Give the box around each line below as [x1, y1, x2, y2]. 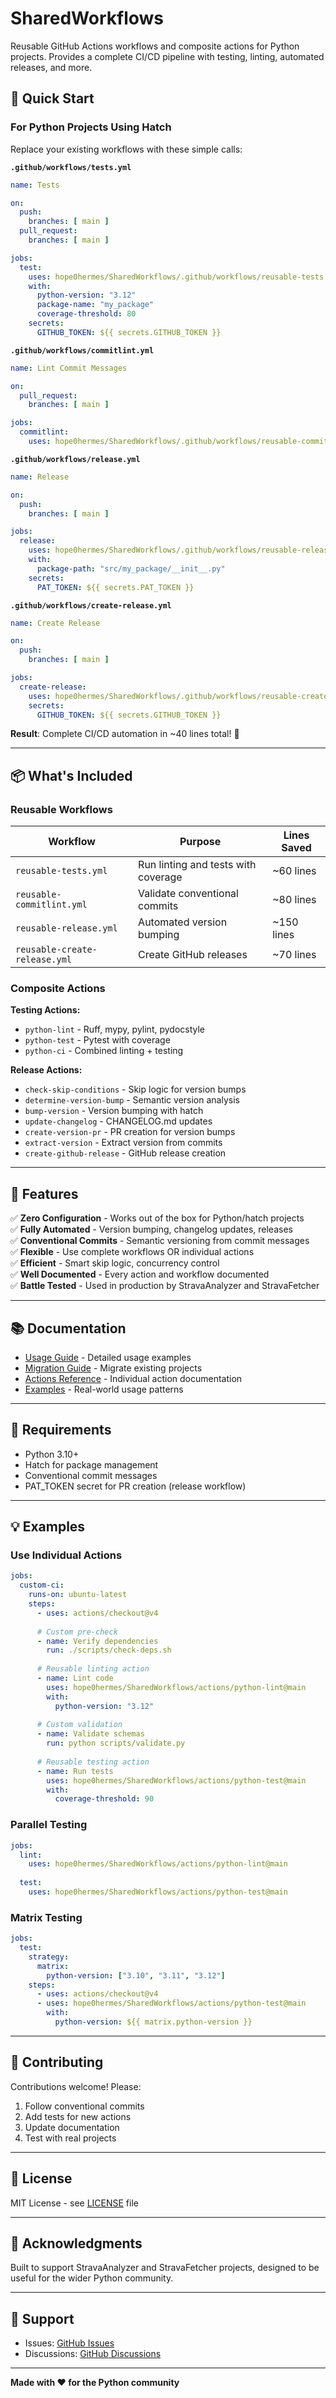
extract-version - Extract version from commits [24, 1137, 223, 1149]
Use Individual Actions [10, 1548, 123, 1562]
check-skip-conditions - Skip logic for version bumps [24, 1083, 247, 1096]
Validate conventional [138, 887, 239, 901]
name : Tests [10, 180, 60, 190]
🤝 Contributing [10, 2054, 104, 2071]
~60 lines [272, 864, 317, 878]
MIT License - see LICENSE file [10, 2197, 139, 2209]
